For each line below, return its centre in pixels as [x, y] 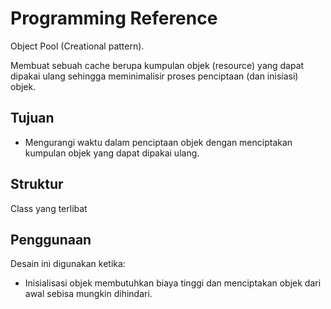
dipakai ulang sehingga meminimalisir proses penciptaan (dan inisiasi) [154, 76]
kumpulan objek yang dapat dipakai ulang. [112, 153]
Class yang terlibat [49, 208]
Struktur [37, 184]
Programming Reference [114, 18]
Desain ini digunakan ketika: [68, 264]
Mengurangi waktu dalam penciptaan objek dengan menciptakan [158, 142]
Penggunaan [51, 239]
